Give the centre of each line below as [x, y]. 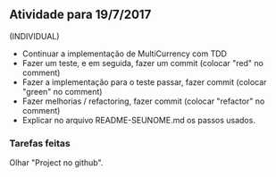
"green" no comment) [62, 91]
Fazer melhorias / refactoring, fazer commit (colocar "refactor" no [143, 101]
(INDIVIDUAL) [34, 36]
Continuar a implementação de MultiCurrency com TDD [125, 54]
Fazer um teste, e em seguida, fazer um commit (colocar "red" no [142, 63]
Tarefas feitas [40, 143]
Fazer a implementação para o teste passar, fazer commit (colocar [144, 82]
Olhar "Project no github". [56, 163]
